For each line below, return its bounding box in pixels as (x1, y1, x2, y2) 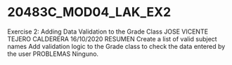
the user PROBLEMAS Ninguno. (7, 50, 99, 58)
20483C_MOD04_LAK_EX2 (7, 4, 172, 20)
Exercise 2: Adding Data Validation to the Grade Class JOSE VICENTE (7, 27, 209, 36)
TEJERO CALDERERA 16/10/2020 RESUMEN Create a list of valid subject (7, 34, 217, 43)
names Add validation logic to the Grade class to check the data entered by (7, 42, 226, 50)
